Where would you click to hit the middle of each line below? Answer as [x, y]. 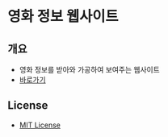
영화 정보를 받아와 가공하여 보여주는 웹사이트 [90, 70]
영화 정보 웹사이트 [63, 17]
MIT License [40, 125]
